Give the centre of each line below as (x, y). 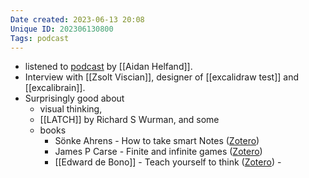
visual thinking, (71, 109)
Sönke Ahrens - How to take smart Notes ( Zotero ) (157, 141)
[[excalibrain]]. (55, 88)
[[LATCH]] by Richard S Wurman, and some (129, 120)
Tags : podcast (40, 38)
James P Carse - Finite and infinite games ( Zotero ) (158, 152)
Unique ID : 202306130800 (62, 29)
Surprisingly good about (74, 98)
